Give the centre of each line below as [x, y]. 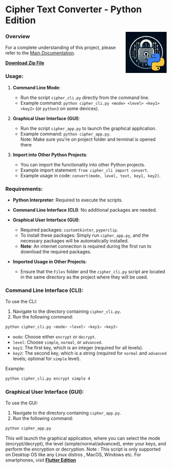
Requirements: [24, 189]
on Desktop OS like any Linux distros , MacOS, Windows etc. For [73, 455]
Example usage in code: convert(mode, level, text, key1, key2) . [90, 175]
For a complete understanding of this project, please [61, 48]
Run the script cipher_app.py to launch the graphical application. [88, 128]
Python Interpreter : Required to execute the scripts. [68, 200]
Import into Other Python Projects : [50, 155]
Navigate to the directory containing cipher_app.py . [67, 413]
